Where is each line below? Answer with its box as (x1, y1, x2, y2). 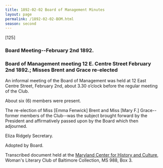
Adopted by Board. (5, 142, 43, 149)
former (5, 112, 19, 119)
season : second (5, 21, 37, 26)
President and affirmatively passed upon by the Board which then (5, 118, 139, 124)
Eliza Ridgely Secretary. (5, 133, 53, 139)
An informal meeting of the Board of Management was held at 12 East (5, 78, 147, 84)
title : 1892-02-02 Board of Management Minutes (5, 7, 105, 12)
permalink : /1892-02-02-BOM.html (5, 16, 74, 21)
